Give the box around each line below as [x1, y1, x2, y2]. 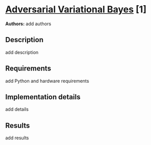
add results [5, 135, 29, 141]
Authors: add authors [5, 21, 51, 27]
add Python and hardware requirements [5, 78, 90, 84]
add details [5, 106, 29, 113]
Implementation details [5, 93, 81, 101]
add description [5, 49, 39, 55]
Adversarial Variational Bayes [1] [5, 4, 147, 15]
